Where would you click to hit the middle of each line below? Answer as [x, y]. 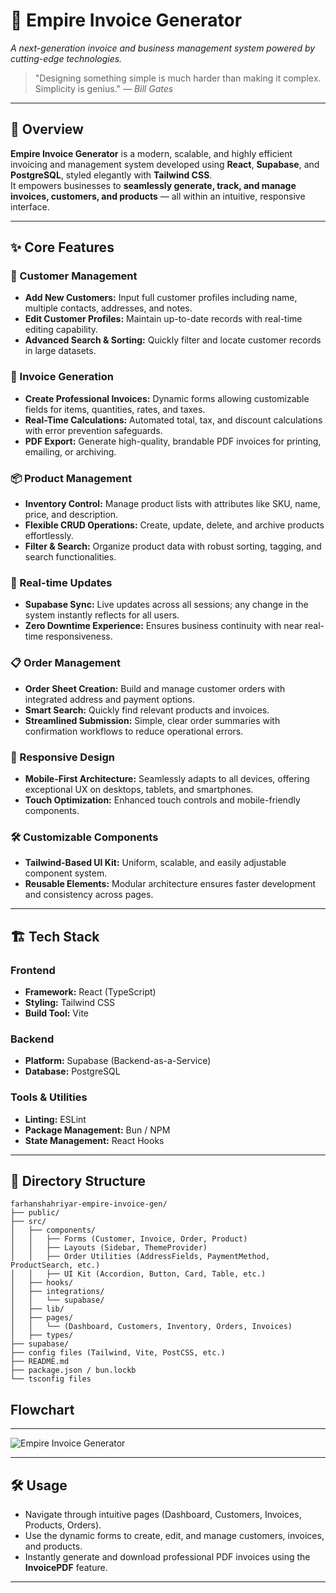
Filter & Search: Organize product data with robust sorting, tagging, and [173, 546]
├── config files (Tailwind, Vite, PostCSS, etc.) [118, 1353]
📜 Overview [47, 129]
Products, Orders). [63, 1525]
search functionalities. [70, 557]
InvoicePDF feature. [66, 1567]
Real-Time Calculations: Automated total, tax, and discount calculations [173, 420]
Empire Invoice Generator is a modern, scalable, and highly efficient [151, 153]
